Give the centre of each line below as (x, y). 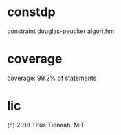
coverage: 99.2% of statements (52, 78)
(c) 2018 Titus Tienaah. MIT (46, 125)
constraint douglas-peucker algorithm (61, 31)
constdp (32, 12)
